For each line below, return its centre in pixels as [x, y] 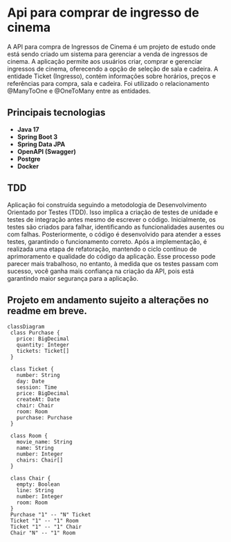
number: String [38, 376]
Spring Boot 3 [37, 137]
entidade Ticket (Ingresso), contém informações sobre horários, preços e [112, 76]
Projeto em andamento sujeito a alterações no [108, 300]
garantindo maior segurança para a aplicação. [73, 278]
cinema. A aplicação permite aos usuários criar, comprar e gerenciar [105, 61]
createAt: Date [38, 400]
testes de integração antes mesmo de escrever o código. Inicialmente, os [112, 219]
